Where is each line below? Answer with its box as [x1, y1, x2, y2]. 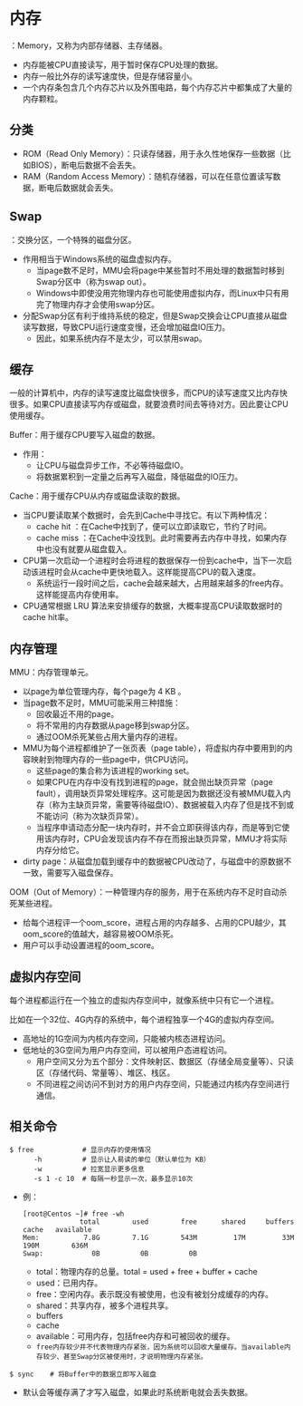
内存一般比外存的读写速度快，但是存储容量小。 [22, 70, 197, 82]
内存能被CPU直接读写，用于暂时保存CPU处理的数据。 [22, 59, 223, 70]
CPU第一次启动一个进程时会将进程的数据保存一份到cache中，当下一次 [22, 555, 285, 567]
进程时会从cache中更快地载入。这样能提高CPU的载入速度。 [38, 567, 260, 577]
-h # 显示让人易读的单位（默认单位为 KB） [33, 1155, 211, 1164]
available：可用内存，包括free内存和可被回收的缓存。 [35, 1330, 235, 1342]
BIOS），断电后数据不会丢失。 [30, 160, 141, 170]
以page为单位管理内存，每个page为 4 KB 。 [22, 686, 186, 697]
